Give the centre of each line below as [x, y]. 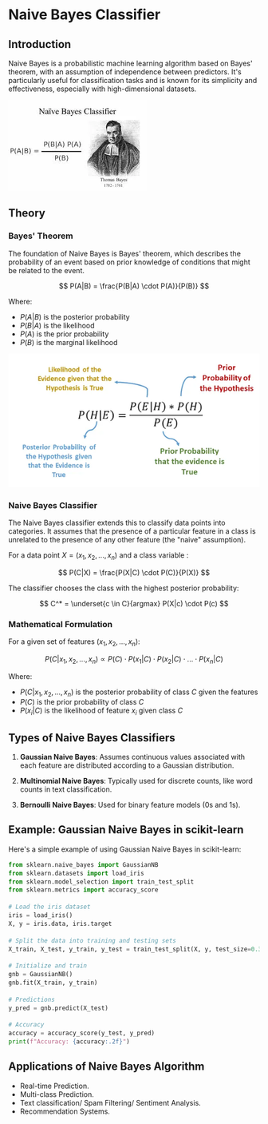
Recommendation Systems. [65, 1111]
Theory [27, 213]
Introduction [40, 44]
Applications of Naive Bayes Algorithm [106, 1067]
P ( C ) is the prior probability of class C [82, 702]
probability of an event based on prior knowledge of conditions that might [130, 262]
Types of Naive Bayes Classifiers [92, 738]
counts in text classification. [66, 789]
